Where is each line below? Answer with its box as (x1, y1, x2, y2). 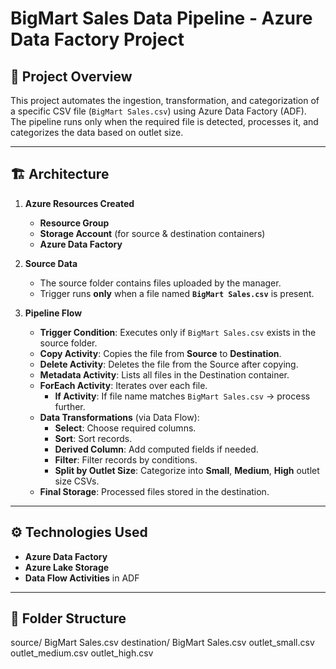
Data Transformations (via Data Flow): (39, 411, 200, 423)
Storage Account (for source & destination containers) (39, 227, 266, 239)
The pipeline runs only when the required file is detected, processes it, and (10, 116, 319, 127)
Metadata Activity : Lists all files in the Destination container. (39, 368, 290, 381)
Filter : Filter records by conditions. (54, 453, 198, 466)
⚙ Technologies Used (10, 524, 148, 541)
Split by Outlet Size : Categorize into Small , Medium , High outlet (54, 464, 320, 476)
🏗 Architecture (10, 166, 110, 183)
